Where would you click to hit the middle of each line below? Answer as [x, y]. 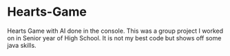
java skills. [22, 45]
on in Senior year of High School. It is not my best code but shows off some [114, 38]
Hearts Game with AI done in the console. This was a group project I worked [115, 31]
